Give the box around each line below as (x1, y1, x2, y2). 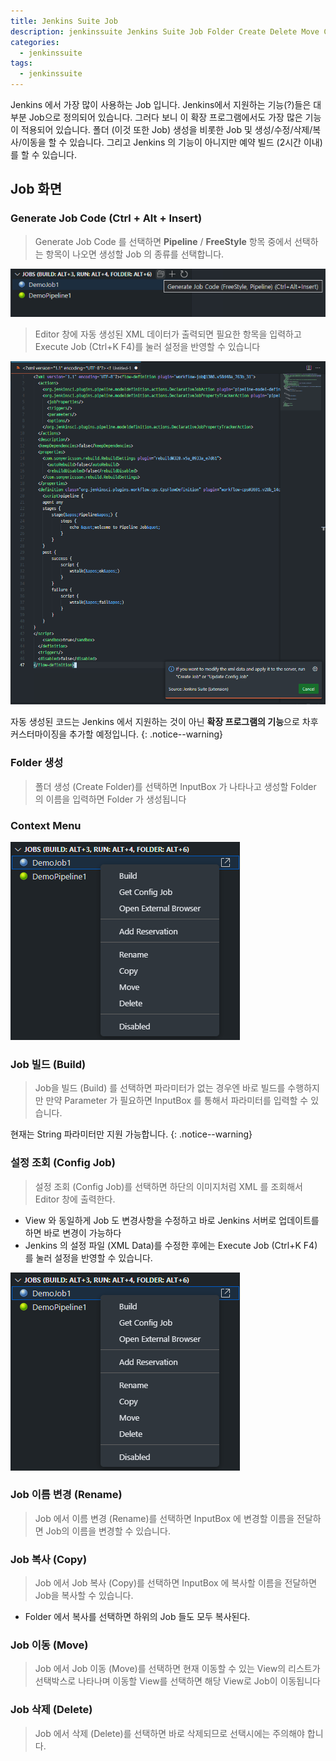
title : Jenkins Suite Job (10, 16, 118, 26)
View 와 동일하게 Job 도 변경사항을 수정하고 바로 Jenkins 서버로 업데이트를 (24, 1214, 320, 1226)
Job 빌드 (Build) (10, 1057, 87, 1071)
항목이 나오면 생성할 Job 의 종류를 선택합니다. (45, 248, 225, 260)
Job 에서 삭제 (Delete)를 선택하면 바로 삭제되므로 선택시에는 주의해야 (34, 1727, 305, 1739)
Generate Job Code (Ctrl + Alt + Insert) (10, 211, 203, 225)
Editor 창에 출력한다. (34, 1193, 116, 1205)
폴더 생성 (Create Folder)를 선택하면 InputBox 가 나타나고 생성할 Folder (34, 780, 317, 792)
